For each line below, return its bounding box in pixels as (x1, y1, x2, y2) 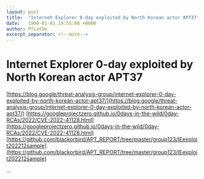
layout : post (6, 8, 39, 15)
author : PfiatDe (6, 25, 47, 32)
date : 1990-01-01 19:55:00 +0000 (6, 20, 97, 26)
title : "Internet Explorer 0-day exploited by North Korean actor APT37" (6, 15, 200, 21)
